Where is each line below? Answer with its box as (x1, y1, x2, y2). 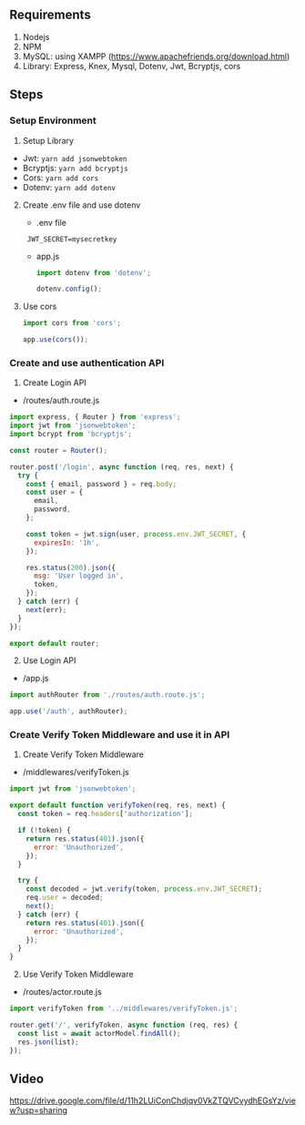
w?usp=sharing (9, 1105, 68, 1116)
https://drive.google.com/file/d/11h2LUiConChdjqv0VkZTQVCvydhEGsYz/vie (9, 1095, 296, 1106)
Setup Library (22, 135, 75, 146)
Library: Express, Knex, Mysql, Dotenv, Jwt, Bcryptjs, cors (22, 60, 241, 71)
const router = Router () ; (9, 445, 107, 455)
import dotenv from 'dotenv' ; (36, 268, 152, 277)
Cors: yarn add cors (22, 172, 99, 183)
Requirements (9, 7, 91, 23)
